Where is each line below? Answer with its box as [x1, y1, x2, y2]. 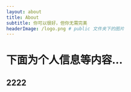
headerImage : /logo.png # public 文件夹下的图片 [6, 25, 125, 32]
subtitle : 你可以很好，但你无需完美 [6, 20, 88, 26]
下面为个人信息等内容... [6, 54, 123, 67]
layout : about [6, 8, 42, 15]
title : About [6, 14, 39, 20]
